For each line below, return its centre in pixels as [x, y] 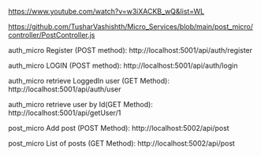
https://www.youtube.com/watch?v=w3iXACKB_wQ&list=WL [106, 11]
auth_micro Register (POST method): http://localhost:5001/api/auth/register [130, 50]
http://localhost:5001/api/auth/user [65, 89]
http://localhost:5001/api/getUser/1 [65, 113]
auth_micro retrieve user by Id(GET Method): [81, 104]
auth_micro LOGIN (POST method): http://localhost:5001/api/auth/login [123, 65]
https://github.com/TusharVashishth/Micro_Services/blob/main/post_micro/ [131, 26]
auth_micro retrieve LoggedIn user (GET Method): [89, 81]
